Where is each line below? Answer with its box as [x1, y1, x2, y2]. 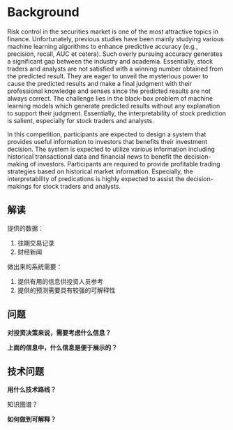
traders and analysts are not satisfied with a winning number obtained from [7, 64, 223, 73]
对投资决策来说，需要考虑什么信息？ [7, 328, 112, 336]
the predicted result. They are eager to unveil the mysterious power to [7, 71, 209, 80]
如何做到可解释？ [7, 415, 57, 424]
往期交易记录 [17, 238, 54, 247]
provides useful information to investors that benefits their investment [7, 137, 208, 145]
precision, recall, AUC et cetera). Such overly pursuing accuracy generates [7, 50, 223, 58]
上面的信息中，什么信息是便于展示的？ [7, 343, 117, 352]
